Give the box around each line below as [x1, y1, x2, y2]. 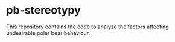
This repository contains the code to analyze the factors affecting [6, 23, 169, 30]
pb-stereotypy [6, 4, 81, 17]
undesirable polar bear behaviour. [6, 29, 91, 36]
